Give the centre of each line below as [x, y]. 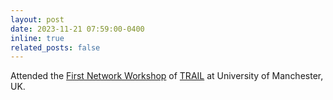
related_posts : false [55, 47]
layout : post [37, 19]
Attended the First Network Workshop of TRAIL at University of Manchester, [167, 76]
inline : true [37, 38]
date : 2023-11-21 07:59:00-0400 [77, 29]
